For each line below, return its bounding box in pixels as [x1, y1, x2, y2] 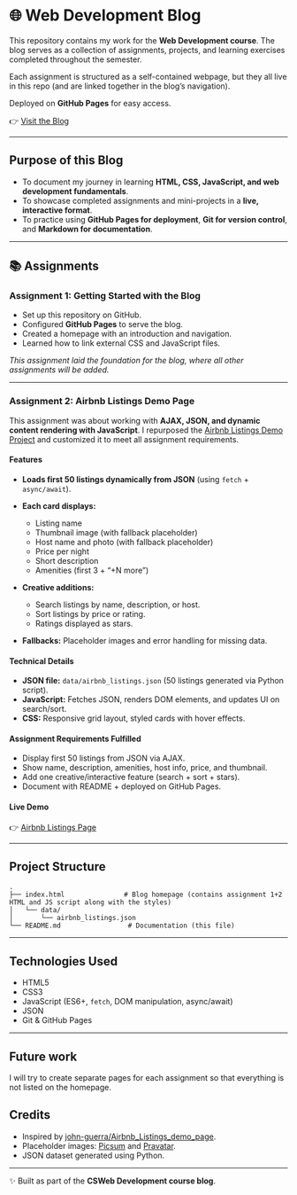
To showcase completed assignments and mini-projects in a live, [21, 195, 259, 206]
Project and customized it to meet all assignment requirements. [9, 433, 240, 444]
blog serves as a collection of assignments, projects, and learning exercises [9, 44, 286, 55]
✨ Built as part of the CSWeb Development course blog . [9, 1175, 217, 1186]
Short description [34, 555, 99, 566]
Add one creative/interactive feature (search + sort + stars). [21, 772, 240, 783]
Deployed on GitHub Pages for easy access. [9, 98, 171, 108]
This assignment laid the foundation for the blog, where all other [9, 355, 245, 366]
